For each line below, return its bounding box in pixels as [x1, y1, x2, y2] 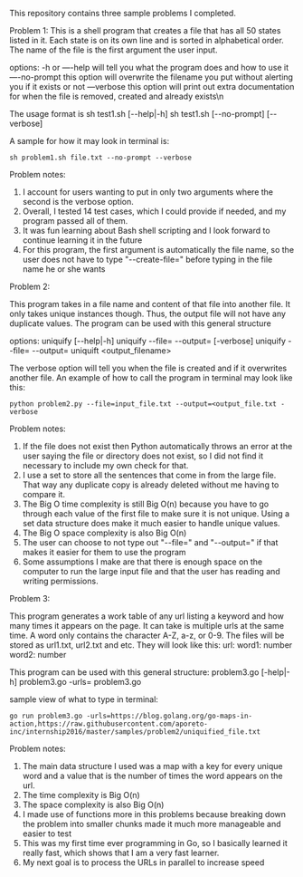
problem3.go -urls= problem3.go [19, 677, 142, 687]
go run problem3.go [9, 711, 83, 720]
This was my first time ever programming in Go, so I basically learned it [22, 838, 288, 848]
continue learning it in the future [22, 235, 143, 246]
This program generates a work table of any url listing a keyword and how [9, 611, 285, 622]
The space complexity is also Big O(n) [22, 799, 165, 810]
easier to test [22, 828, 72, 839]
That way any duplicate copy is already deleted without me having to [22, 479, 279, 490]
